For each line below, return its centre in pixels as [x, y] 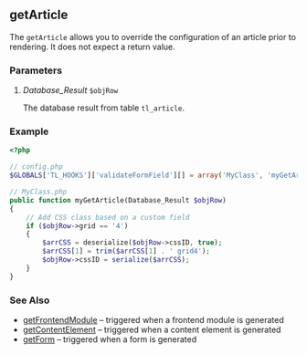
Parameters [36, 70]
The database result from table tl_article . [104, 108]
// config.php [37, 167]
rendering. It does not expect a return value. [92, 47]
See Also [30, 300]
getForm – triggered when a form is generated [110, 339]
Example [29, 131]
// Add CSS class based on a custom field [108, 217]
